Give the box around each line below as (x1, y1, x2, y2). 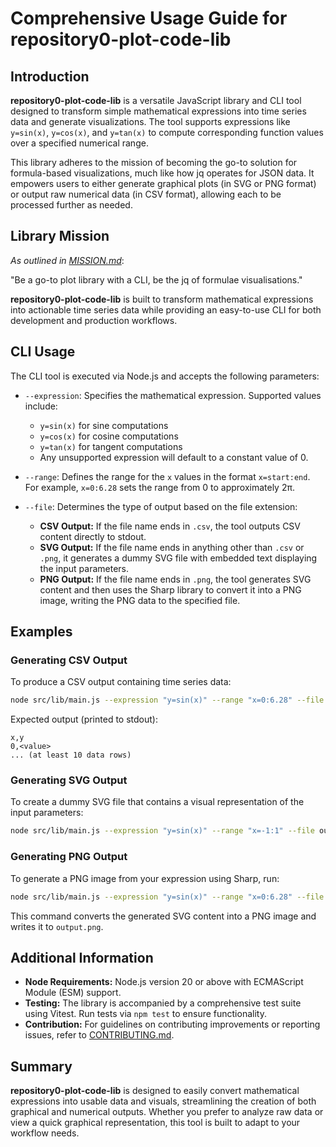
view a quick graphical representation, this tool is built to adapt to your (10, 1117, 301, 1129)
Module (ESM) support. (24, 987, 122, 999)
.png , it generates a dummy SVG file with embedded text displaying (39, 552, 318, 564)
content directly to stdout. (39, 530, 147, 542)
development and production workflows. (10, 314, 178, 326)
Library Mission (10, 228, 110, 245)
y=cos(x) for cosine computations (39, 430, 179, 442)
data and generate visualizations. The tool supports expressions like (10, 116, 291, 127)
